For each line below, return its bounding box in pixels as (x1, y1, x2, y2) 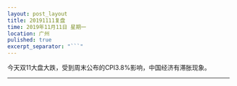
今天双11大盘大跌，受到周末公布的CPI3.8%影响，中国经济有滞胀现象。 (7, 63, 211, 71)
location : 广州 (7, 30, 50, 37)
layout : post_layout (7, 10, 68, 18)
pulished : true (7, 37, 52, 44)
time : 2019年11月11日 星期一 (7, 23, 87, 30)
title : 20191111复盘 (7, 17, 66, 24)
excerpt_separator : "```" (7, 43, 83, 50)
